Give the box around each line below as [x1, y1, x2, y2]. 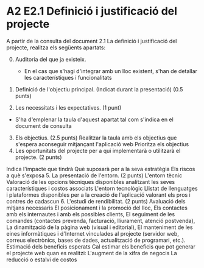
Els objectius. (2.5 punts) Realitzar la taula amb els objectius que [15, 134, 177, 141]
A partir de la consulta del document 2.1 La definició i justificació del [6, 37, 177, 44]
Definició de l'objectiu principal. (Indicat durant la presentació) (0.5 [15, 85, 183, 93]
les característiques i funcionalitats [24, 74, 112, 81]
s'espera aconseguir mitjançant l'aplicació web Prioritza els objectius [15, 140, 189, 147]
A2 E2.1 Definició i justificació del [6, 4, 178, 18]
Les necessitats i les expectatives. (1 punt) [15, 104, 122, 111]
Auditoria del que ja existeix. [15, 55, 86, 63]
